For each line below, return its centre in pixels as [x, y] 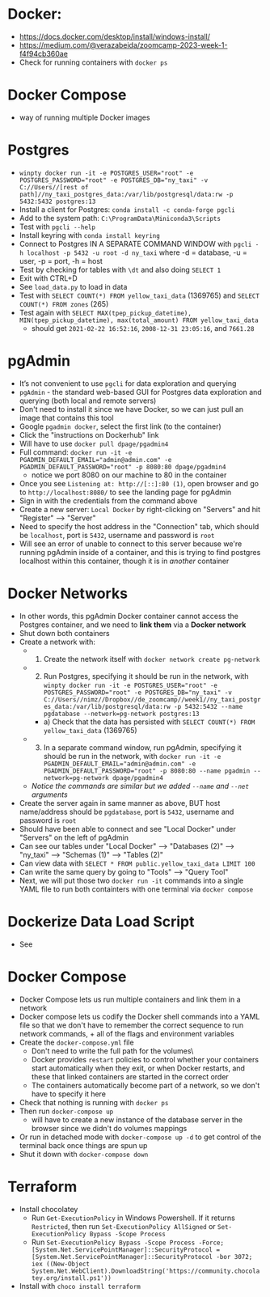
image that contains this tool [66, 417]
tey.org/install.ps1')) [72, 1278]
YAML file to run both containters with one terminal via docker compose [136, 889]
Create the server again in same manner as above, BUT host [120, 803]
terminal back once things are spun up [83, 1145]
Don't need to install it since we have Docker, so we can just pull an [131, 409]
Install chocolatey [49, 1209]
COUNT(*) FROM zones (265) [64, 303]
